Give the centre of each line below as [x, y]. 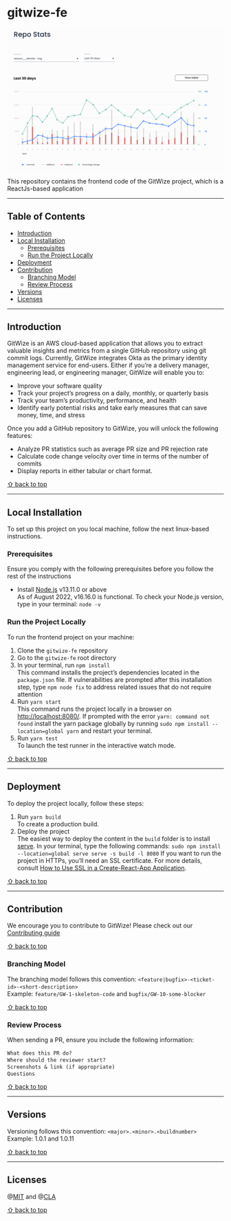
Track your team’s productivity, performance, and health [97, 401]
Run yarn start [39, 701]
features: [20, 436]
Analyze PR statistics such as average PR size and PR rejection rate [112, 449]
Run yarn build [39, 817]
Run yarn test [37, 738]
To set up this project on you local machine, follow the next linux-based [108, 529]
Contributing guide [34, 933]
